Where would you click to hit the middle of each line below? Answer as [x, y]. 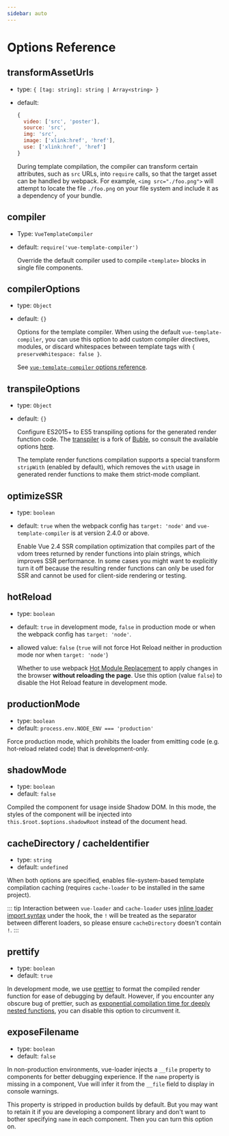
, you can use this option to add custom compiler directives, [126, 340]
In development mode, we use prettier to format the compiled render [104, 989]
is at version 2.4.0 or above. [110, 533]
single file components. [50, 268]
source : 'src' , [45, 128]
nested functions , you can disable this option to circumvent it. [94, 1011]
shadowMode [37, 770]
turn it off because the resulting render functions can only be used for [115, 568]
